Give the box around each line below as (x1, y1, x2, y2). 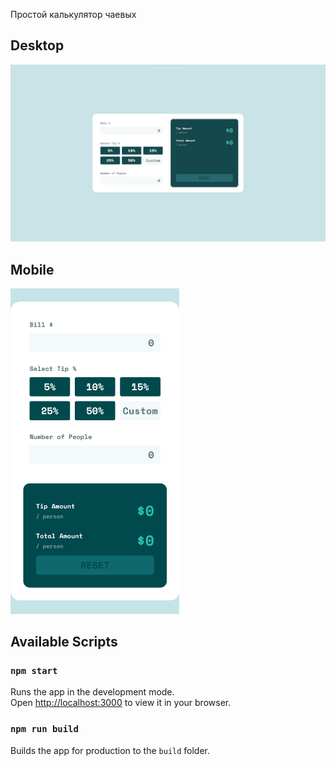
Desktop (10, 37, 65, 54)
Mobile (10, 261, 55, 278)
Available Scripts (10, 634, 118, 651)
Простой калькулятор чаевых (10, 9, 137, 20)
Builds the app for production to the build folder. (10, 744, 211, 756)
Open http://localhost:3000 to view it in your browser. (10, 697, 232, 709)
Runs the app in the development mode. (10, 686, 175, 698)
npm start (10, 665, 58, 677)
